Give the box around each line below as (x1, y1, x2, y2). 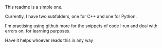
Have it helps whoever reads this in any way (5, 37, 93, 43)
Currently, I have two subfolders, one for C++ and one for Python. (5, 14, 137, 19)
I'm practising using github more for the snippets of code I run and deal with (5, 23, 158, 29)
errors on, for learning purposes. (5, 28, 71, 33)
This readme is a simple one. (5, 4, 63, 10)
